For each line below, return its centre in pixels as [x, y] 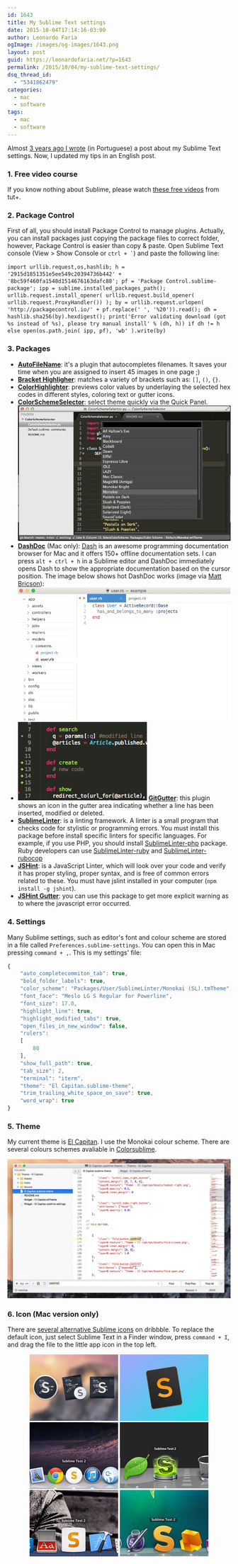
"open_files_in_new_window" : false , [74, 1026]
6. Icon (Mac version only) [53, 1314]
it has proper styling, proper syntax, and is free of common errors [113, 873]
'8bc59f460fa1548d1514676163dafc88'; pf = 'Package [85, 281]
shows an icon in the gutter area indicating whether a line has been [115, 806]
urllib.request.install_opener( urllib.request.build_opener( [101, 296]
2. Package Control [41, 215]
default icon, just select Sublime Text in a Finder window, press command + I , [119, 1337]
